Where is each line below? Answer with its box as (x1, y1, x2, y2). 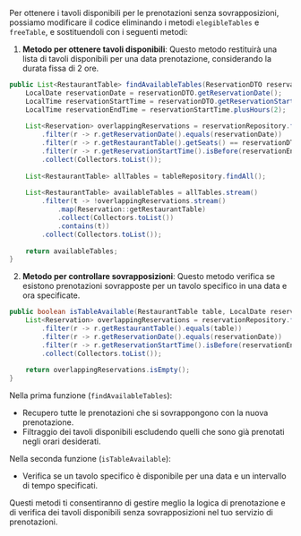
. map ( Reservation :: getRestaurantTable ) (56, 205, 206, 214)
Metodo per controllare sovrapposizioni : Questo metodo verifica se (21, 271, 276, 282)
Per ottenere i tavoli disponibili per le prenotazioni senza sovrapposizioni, (9, 8, 279, 18)
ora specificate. (21, 290, 81, 301)
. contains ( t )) (56, 221, 110, 231)
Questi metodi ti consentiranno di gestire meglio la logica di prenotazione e (9, 498, 287, 508)
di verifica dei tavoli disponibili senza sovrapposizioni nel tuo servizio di (9, 507, 273, 518)
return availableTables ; (25, 246, 118, 256)
